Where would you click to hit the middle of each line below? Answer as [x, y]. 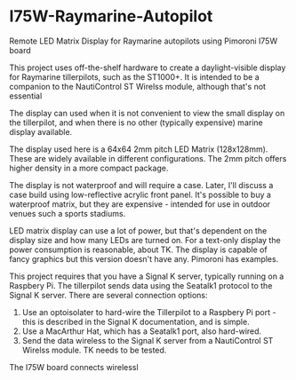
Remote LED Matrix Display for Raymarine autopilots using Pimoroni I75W [144, 41]
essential [26, 96]
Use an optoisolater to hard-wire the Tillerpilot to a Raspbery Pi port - [149, 312]
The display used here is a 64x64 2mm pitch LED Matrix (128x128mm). [139, 149]
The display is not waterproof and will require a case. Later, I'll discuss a [141, 185]
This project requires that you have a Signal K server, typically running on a [147, 276]
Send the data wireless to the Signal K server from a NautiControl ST [148, 340]
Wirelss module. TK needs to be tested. [94, 350]
